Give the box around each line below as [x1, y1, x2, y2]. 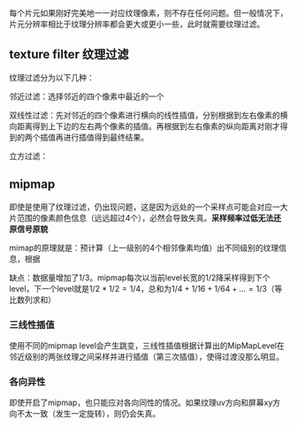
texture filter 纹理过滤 [9, 47, 130, 62]
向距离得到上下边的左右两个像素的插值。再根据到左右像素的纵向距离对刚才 [9, 120, 280, 131]
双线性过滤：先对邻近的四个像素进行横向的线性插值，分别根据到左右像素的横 [9, 110, 288, 120]
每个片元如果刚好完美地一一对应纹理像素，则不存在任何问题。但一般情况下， [9, 8, 288, 18]
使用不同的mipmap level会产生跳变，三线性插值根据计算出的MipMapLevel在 [9, 339, 285, 351]
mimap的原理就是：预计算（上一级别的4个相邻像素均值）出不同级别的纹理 [9, 242, 279, 253]
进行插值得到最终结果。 [63, 132, 148, 142]
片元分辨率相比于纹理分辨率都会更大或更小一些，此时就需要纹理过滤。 [9, 19, 265, 29]
